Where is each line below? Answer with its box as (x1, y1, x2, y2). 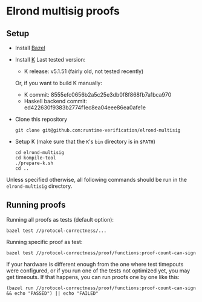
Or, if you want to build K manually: (15, 80, 103, 86)
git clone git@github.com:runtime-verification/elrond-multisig (15, 127, 181, 133)
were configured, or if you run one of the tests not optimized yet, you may (6, 267, 191, 274)
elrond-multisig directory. (6, 182, 73, 190)
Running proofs (6, 200, 66, 210)
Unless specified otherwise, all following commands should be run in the (6, 176, 187, 183)
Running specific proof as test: (6, 238, 83, 245)
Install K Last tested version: (15, 56, 86, 63)
